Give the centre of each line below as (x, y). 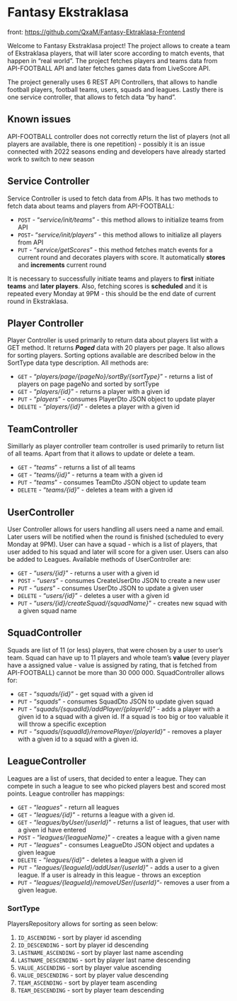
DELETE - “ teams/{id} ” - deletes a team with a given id (95, 490)
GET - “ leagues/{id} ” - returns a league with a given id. (96, 815)
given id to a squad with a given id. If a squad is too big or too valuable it (123, 716)
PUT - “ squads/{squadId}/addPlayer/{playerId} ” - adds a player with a (119, 708)
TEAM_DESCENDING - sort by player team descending (91, 990)
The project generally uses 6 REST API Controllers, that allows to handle (112, 81)
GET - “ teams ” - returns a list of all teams (76, 468)
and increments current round (62, 265)
